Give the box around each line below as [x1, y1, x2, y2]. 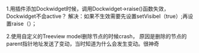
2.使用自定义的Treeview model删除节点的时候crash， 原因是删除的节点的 [6, 33, 187, 40]
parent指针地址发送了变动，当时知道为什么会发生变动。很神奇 [6, 40, 159, 47]
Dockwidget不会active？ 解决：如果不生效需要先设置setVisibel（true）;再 [6, 13, 188, 20]
